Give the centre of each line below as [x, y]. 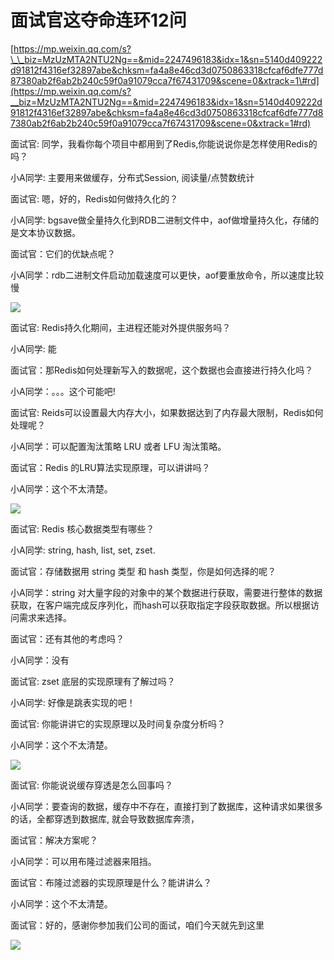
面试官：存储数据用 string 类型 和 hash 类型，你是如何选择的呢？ [143, 571]
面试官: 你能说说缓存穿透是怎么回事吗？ [91, 785]
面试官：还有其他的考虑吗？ [67, 638]
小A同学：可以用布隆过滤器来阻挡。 [83, 861]
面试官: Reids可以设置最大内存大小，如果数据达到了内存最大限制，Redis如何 [167, 412]
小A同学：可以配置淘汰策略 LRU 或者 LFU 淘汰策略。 [118, 446]
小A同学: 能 [33, 348]
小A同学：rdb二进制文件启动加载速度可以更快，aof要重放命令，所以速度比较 [167, 275]
